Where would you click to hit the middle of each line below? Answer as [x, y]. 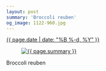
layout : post [23, 12]
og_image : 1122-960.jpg [36, 23]
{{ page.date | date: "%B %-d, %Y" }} [53, 40]
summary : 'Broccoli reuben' [42, 17]
